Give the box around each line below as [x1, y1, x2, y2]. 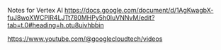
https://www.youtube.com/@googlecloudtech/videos [7, 35, 163, 43]
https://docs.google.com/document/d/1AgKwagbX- [64, 6, 214, 14]
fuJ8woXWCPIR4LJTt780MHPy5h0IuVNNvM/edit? [7, 13, 155, 22]
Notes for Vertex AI [7, 6, 64, 14]
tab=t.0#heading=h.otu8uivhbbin [7, 21, 104, 29]
